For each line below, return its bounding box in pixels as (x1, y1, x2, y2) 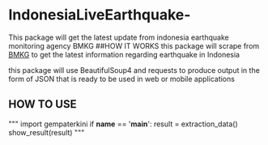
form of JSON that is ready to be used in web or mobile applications (8, 74, 235, 83)
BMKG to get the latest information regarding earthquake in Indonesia (8, 49, 240, 59)
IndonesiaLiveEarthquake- (8, 6, 191, 24)
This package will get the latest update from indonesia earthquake (8, 32, 229, 42)
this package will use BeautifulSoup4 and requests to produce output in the (8, 65, 261, 75)
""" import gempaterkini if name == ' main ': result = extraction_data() (8, 119, 239, 129)
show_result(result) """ (8, 127, 85, 137)
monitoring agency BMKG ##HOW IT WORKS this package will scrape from (8, 41, 260, 50)
